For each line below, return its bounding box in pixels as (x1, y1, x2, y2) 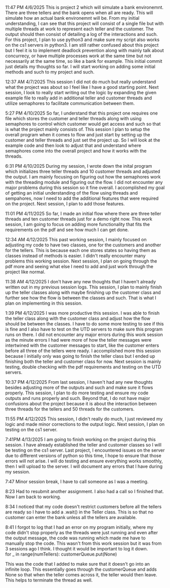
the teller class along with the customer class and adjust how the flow (5, 315, 151, 321)
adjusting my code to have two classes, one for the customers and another (5, 242, 161, 248)
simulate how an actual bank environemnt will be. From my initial (5, 15, 140, 21)
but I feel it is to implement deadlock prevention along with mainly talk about (5, 48, 164, 53)
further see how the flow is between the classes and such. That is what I (5, 295, 157, 301)
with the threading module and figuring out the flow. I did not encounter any (5, 179, 163, 185)
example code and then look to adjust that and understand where (5, 142, 142, 149)
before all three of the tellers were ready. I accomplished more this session (5, 348, 161, 354)
